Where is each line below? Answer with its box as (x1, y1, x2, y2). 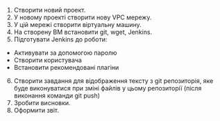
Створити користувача (13, 56, 82, 64)
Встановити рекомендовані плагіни (13, 64, 119, 71)
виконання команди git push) (13, 91, 101, 100)
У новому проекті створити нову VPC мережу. (13, 13, 152, 21)
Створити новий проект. (13, 6, 86, 14)
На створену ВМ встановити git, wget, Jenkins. (13, 28, 153, 36)
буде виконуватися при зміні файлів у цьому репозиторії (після (13, 84, 202, 92)
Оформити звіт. (13, 106, 59, 114)
